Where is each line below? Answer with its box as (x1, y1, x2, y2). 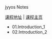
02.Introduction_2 (12, 29, 47, 35)
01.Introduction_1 (12, 24, 45, 30)
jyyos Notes (5, 4, 29, 10)
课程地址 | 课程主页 (5, 14, 43, 20)
